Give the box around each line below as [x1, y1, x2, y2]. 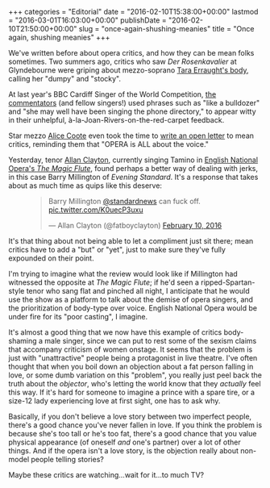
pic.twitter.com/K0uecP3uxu [48, 205, 143, 215]
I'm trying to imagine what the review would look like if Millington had [8, 269, 238, 278]
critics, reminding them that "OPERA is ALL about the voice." [8, 140, 210, 148]
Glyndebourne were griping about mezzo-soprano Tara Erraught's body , [8, 65, 249, 75]
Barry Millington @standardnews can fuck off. [48, 197, 201, 206]
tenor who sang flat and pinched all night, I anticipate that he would [26, 286, 250, 295]
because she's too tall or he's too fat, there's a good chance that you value [8, 429, 257, 438]
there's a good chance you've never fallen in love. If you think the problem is [8, 420, 263, 430]
